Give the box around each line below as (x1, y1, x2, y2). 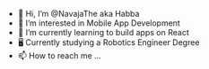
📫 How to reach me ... (17, 50, 101, 61)
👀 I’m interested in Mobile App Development (17, 18, 181, 28)
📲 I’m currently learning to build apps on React (17, 27, 190, 37)
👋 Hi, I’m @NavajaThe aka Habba (17, 9, 140, 19)
